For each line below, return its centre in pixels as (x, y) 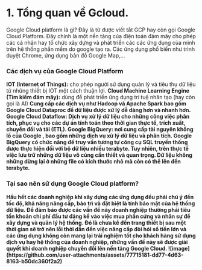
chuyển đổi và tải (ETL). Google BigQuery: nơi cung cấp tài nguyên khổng (100, 130)
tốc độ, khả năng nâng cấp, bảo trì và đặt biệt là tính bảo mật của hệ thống (101, 203)
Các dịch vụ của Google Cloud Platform (65, 71)
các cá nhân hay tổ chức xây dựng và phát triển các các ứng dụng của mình (101, 42)
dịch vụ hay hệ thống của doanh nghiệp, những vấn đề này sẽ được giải (97, 242)
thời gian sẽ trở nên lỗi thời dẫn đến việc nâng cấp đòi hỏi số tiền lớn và (96, 229)
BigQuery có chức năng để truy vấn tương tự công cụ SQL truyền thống (97, 142)
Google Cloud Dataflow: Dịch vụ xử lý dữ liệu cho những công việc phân (98, 117)
